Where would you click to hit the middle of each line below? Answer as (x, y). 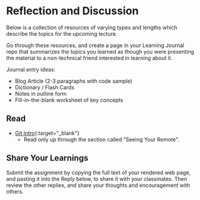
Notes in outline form (41, 93)
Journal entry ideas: (31, 69)
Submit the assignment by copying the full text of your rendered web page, (99, 172)
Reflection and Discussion (73, 11)
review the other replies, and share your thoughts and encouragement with (98, 185)
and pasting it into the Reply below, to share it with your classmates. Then (97, 179)
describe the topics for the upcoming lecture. (62, 33)
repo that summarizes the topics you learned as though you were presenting (100, 51)
